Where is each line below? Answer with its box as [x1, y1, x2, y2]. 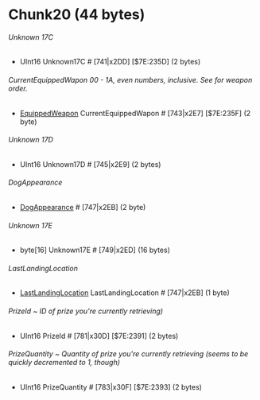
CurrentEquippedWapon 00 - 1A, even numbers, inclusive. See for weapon [8, 75, 253, 84]
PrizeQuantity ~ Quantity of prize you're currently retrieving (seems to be [8, 349, 249, 359]
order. [8, 83, 28, 93]
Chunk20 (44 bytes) [8, 6, 146, 24]
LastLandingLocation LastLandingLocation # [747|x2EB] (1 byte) [19, 288, 231, 297]
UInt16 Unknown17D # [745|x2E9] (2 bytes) [19, 159, 161, 169]
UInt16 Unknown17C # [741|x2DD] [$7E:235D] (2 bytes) [19, 57, 201, 67]
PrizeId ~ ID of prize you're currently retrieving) [8, 306, 164, 316]
